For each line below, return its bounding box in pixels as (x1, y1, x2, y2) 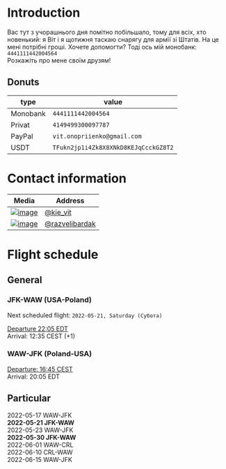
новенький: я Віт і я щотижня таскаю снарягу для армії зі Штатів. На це (7, 35, 219, 43)
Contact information (7, 170, 127, 186)
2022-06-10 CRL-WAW (7, 447, 73, 456)
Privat (10, 120, 30, 129)
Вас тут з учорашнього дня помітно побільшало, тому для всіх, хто (7, 28, 207, 36)
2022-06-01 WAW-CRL (7, 440, 74, 449)
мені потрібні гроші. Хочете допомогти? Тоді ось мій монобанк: (7, 42, 197, 51)
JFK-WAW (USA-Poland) (7, 295, 92, 305)
